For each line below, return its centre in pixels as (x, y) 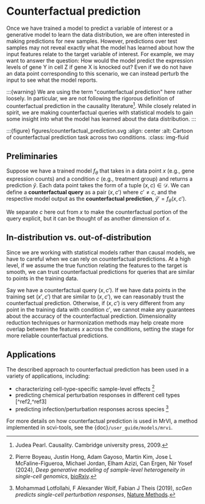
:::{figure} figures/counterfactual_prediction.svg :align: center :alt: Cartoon (100, 131)
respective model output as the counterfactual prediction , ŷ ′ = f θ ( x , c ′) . (96, 200)
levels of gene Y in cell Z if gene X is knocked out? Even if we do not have (99, 67)
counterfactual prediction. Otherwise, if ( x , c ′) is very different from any (95, 303)
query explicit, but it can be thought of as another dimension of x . (88, 218)
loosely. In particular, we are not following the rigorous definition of (91, 98)
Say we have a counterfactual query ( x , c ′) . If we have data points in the (96, 290)
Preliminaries (32, 156)
